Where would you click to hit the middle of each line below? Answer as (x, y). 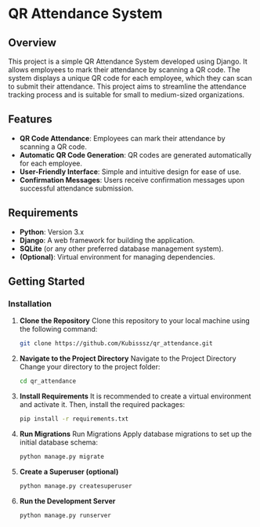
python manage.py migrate (61, 456)
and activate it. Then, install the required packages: (102, 405)
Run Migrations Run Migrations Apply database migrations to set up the (135, 434)
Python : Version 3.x (52, 231)
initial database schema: (58, 442)
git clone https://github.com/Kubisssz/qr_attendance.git (116, 343)
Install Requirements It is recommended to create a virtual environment (135, 396)
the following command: (58, 329)
